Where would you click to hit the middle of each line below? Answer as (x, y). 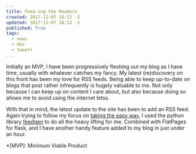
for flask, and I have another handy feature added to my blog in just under (96, 128)
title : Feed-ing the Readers (42, 11)
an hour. (16, 134)
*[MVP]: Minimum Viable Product (46, 145)
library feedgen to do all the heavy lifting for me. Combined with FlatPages (96, 122)
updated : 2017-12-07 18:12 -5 (43, 22)
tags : (13, 34)
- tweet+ (22, 50)
